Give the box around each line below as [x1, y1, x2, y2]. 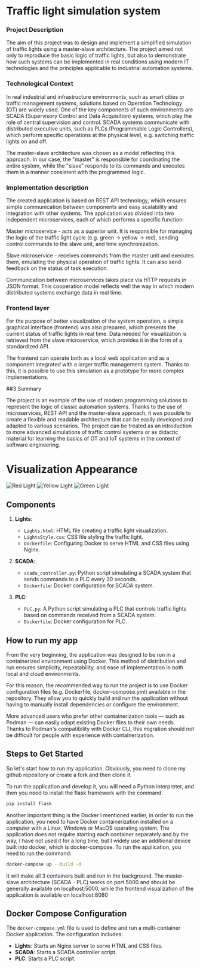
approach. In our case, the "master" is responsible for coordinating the [6, 156, 180, 163]
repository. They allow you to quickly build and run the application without [6, 694, 188, 702]
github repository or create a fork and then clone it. [6, 771, 133, 778]
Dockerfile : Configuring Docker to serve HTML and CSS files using [23, 540, 189, 547]
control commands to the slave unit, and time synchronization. [6, 241, 159, 248]
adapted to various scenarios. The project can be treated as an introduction [6, 422, 192, 429]
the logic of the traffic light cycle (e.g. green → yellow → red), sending [6, 234, 179, 241]
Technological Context [6, 80, 73, 88]
